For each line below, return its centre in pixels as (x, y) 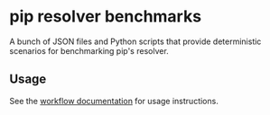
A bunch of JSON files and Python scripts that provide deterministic (135, 41)
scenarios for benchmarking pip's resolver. (89, 50)
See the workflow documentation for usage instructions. (114, 101)
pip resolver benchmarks (105, 17)
